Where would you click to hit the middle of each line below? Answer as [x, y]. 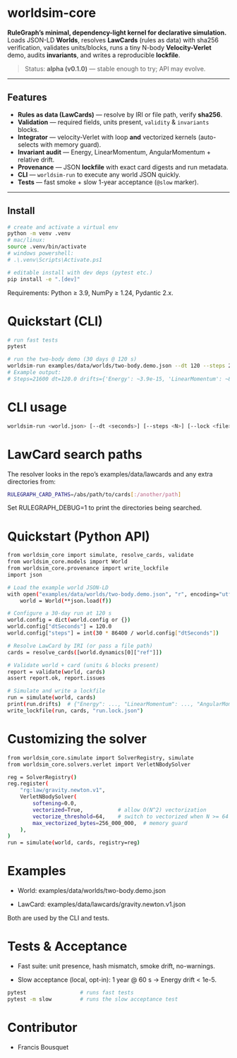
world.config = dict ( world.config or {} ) [69, 620]
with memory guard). [71, 144]
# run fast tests [33, 340]
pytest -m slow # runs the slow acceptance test [93, 999]
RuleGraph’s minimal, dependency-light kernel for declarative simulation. [117, 32]
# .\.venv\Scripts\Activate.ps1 [55, 260]
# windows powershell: [41, 253]
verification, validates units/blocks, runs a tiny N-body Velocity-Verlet [109, 47]
